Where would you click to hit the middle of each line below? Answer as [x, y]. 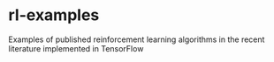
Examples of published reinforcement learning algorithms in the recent [137, 39]
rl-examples [54, 15]
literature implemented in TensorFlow [76, 48]
